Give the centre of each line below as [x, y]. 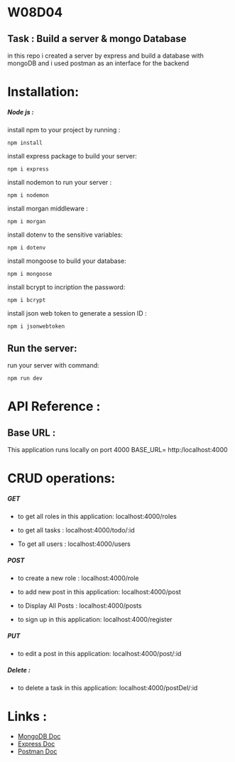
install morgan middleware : [48, 209]
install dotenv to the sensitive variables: [65, 235]
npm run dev [25, 378]
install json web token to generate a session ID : [77, 313]
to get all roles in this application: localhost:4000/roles [97, 517]
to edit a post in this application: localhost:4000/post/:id [99, 654]
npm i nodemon [28, 195]
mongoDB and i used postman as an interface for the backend [98, 63]
